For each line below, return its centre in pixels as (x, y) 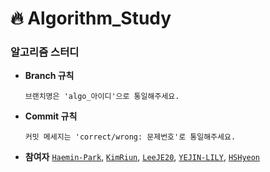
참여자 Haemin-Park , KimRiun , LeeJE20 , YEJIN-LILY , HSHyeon (142, 157)
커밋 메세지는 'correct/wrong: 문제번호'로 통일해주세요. (130, 137)
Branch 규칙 (49, 76)
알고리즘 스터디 (45, 52)
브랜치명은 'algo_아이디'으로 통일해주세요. (102, 97)
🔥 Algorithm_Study (91, 18)
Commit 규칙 (51, 116)
